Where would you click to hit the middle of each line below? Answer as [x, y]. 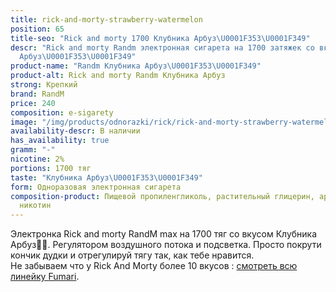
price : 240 [33, 103]
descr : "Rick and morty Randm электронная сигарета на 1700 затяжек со [162, 47]
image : [24, 122]
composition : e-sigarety [62, 112]
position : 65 [37, 29]
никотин [35, 206]
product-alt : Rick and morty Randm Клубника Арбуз [118, 76]
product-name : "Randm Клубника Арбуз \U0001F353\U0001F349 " [136, 66]
